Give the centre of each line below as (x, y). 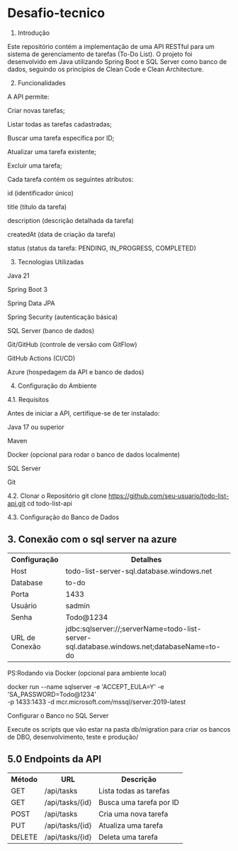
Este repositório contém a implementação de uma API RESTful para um (111, 46)
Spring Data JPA (31, 303)
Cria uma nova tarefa (133, 813)
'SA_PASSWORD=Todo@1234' (52, 694)
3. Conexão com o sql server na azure (92, 540)
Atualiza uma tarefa (131, 825)
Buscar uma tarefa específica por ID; (61, 138)
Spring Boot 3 (28, 289)
